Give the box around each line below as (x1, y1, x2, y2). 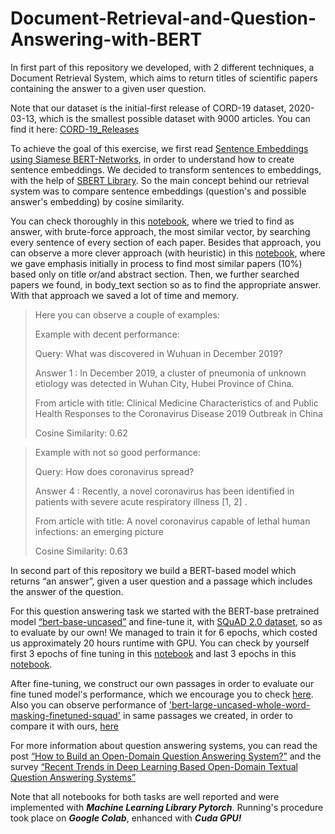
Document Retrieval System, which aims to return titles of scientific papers (10, 72, 318, 84)
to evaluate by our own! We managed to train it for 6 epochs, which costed (10, 626, 318, 638)
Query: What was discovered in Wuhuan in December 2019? (34, 347, 283, 359)
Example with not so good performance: (34, 446, 201, 458)
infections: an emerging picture (34, 525, 164, 537)
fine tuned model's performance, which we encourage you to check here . (10, 688, 314, 700)
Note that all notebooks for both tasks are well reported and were (10, 790, 280, 802)
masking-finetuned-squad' (10, 709, 122, 721)
